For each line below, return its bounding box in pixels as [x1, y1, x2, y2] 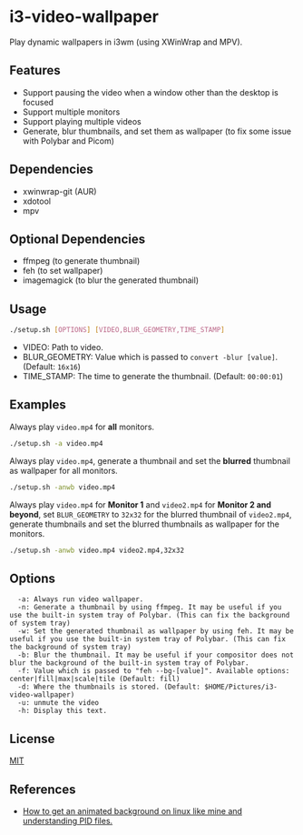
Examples [9, 397, 66, 413]
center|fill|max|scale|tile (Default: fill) [9, 675, 181, 684]
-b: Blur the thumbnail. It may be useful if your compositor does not [17, 650, 295, 660]
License [9, 730, 55, 747]
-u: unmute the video [17, 699, 100, 708]
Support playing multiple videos [22, 116, 142, 126]
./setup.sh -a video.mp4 [9, 438, 103, 448]
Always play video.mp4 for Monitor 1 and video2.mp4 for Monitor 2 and [9, 498, 272, 510]
